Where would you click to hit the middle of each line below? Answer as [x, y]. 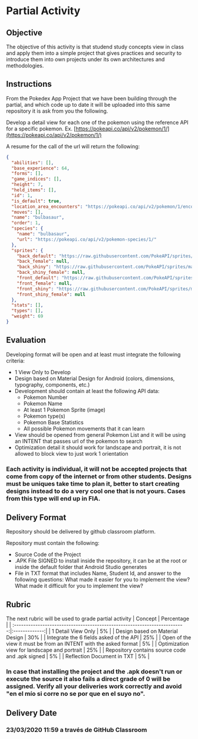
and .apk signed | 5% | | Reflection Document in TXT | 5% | [78, 656]
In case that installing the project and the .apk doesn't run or [94, 672]
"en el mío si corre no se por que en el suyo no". [76, 694]
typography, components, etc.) [52, 384]
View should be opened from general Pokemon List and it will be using [100, 434]
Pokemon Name [43, 403]
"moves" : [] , [27, 212]
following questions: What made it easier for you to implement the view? [102, 580]
